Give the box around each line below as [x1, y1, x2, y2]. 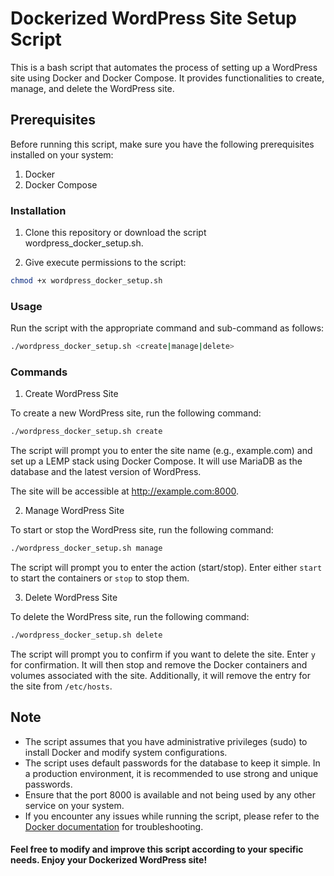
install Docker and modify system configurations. [24, 746, 228, 758]
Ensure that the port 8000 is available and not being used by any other [24, 788, 316, 801]
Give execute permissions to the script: [24, 257, 187, 269]
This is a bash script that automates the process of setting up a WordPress [10, 61, 318, 73]
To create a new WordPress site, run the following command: [10, 407, 262, 419]
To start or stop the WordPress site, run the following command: [10, 524, 274, 536]
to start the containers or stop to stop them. [10, 572, 190, 584]
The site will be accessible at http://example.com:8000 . [10, 485, 240, 497]
